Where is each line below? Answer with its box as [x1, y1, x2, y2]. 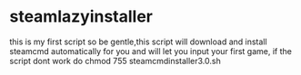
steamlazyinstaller [9, 6, 153, 27]
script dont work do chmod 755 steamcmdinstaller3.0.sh [9, 55, 221, 66]
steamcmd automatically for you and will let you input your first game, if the [9, 45, 293, 56]
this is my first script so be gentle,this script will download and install [9, 36, 267, 47]
